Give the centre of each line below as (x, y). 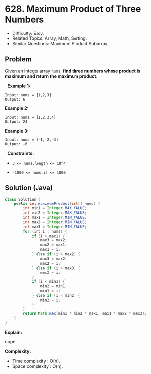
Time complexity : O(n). (36, 361)
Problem (19, 59)
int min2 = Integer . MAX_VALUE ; (55, 213)
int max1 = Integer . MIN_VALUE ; (55, 218)
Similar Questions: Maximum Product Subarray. (60, 43)
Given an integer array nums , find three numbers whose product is (73, 71)
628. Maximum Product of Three (73, 9)
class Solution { (23, 199)
